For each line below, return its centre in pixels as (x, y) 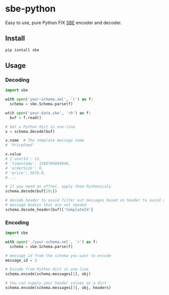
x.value (13, 154)
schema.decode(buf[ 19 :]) (31, 191)
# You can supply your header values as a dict (56, 283)
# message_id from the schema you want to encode (58, 256)
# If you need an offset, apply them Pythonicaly (58, 187)
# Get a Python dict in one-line (40, 127)
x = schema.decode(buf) (30, 131)
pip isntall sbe (22, 50)
